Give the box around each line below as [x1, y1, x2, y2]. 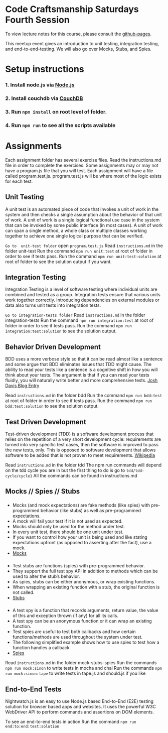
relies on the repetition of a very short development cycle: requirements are [5, 436, 161, 442]
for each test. [5, 178, 33, 184]
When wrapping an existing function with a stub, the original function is [12, 584, 160, 590]
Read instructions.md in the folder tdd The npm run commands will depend [5, 462, 162, 468]
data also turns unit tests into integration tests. [5, 302, 101, 308]
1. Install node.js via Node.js [5, 81, 75, 88]
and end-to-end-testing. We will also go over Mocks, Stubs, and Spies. [5, 46, 152, 52]
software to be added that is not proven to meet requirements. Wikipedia [5, 452, 155, 458]
